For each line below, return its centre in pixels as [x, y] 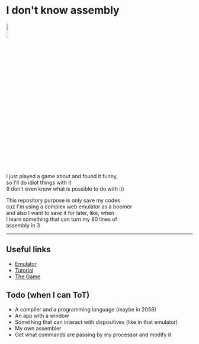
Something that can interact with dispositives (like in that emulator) [96, 322]
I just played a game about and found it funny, [62, 176]
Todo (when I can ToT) [48, 295]
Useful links [29, 250]
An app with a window [42, 316]
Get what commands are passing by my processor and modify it [93, 335]
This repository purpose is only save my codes [63, 200]
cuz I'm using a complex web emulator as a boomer [69, 206]
